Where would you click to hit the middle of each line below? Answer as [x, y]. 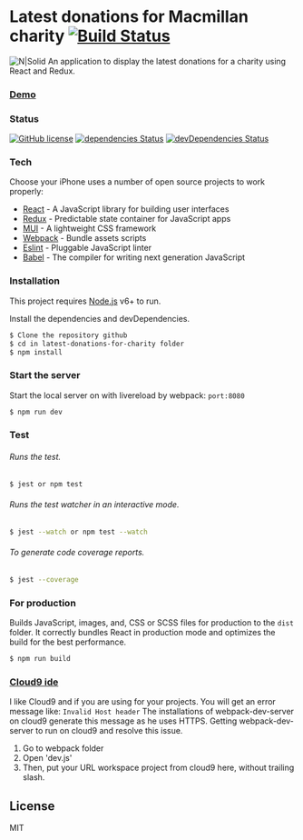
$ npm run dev [36, 412]
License [32, 806]
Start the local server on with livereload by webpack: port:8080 [127, 395]
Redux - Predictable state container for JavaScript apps [127, 219]
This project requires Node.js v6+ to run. [85, 301]
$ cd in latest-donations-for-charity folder [97, 344]
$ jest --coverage [44, 579]
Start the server [45, 375]
